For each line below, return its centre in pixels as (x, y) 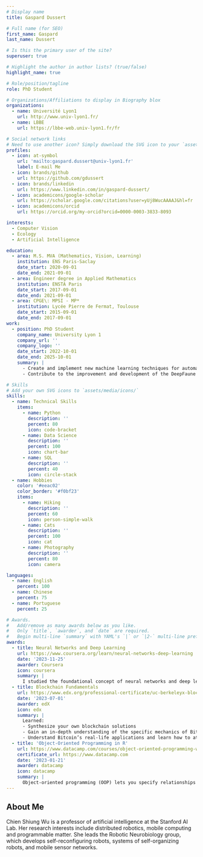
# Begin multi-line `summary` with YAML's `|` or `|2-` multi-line (96, 637)
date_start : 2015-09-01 (47, 312)
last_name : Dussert (31, 40)
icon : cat (40, 542)
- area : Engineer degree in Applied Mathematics (74, 278)
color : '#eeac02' (39, 486)
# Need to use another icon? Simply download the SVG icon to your (93, 145)
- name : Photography (48, 547)
